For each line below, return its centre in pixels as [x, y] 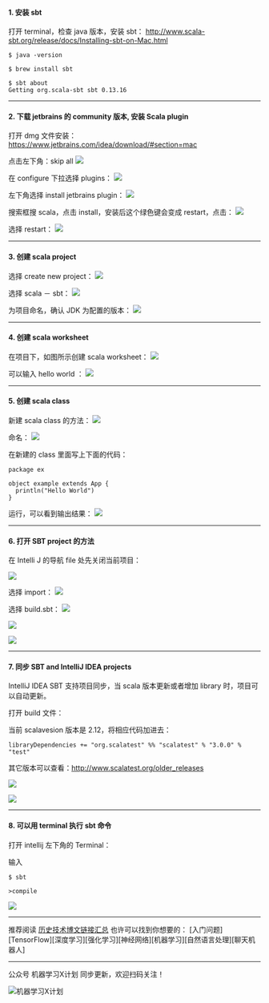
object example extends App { [59, 484]
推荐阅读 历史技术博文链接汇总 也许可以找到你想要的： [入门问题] [116, 929]
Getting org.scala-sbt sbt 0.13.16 [68, 91]
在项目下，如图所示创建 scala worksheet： [78, 356]
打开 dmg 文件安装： [42, 135]
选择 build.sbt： [34, 610]
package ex [26, 470]
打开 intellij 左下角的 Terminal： [60, 844]
